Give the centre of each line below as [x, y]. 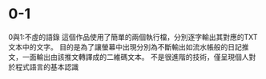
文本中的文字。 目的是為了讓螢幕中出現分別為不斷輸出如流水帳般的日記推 [129, 47]
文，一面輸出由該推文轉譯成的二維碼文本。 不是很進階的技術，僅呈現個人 [129, 57]
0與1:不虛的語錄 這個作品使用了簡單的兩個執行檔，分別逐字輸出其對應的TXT [133, 37]
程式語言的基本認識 [46, 67]
